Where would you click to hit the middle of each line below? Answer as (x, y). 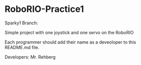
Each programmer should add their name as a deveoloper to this (70, 42)
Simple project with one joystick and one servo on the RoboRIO (69, 32)
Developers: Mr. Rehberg (30, 57)
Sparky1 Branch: (21, 23)
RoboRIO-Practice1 (44, 9)
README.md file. (22, 47)
